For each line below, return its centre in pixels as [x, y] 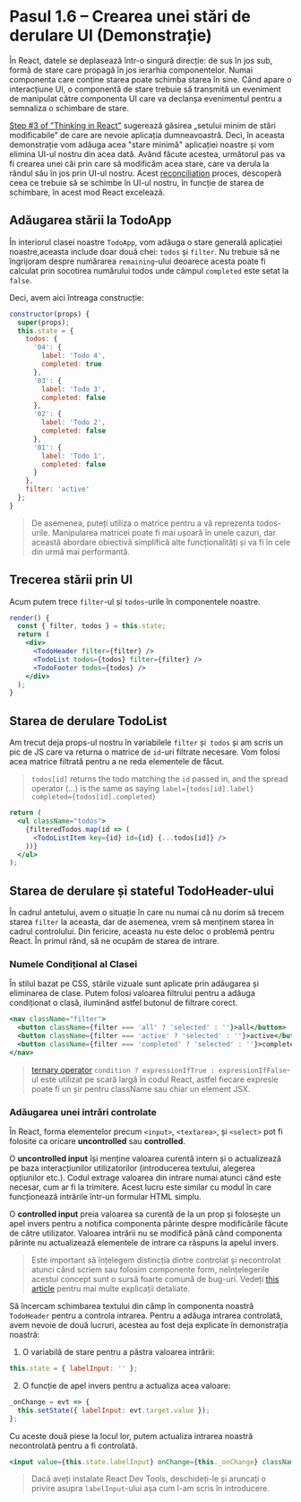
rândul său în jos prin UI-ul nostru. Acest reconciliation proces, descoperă [146, 173]
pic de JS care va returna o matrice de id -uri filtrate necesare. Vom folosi [145, 752]
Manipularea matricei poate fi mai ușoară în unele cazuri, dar [164, 532]
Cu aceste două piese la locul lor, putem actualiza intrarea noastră [131, 1436]
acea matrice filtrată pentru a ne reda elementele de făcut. [117, 762]
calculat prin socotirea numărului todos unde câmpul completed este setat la [149, 270]
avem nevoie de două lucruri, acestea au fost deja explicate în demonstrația [149, 1325]
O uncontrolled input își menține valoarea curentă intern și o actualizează [146, 1158]
